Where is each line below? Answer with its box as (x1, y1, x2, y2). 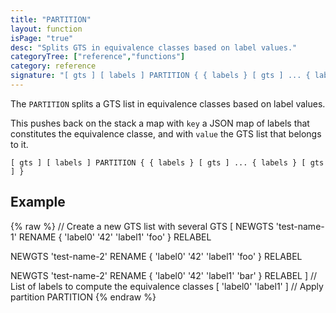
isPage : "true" (10, 33, 74, 43)
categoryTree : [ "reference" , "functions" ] (10, 52, 186, 62)
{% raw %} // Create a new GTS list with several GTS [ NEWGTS (10, 220, 274, 232)
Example (10, 194, 66, 211)
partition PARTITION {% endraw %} (10, 291, 157, 303)
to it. (10, 138, 29, 150)
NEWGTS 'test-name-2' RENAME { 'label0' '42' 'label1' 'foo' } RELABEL (10, 250, 303, 262)
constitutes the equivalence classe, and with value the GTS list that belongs (10, 127, 322, 140)
